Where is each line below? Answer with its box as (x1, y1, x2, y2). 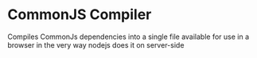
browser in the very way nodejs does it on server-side (7, 40, 185, 49)
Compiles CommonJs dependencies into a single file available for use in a (7, 32, 250, 41)
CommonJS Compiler (7, 6, 152, 24)
